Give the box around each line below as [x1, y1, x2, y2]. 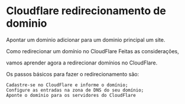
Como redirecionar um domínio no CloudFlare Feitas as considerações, [6, 47, 179, 54]
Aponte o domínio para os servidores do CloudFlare [6, 92, 136, 98]
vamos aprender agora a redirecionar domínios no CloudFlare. [6, 59, 158, 66]
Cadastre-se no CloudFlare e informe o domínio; [6, 82, 128, 88]
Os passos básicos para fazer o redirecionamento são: [6, 70, 139, 77]
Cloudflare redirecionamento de [6, 4, 167, 18]
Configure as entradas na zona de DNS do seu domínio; [6, 87, 144, 93]
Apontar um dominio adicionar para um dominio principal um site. [6, 36, 165, 43]
